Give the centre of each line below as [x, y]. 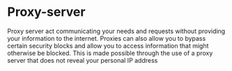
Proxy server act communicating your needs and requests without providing [116, 31]
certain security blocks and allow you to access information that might [108, 45]
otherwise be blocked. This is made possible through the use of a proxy [110, 53]
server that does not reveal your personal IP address [83, 60]
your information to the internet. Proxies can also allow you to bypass [107, 38]
